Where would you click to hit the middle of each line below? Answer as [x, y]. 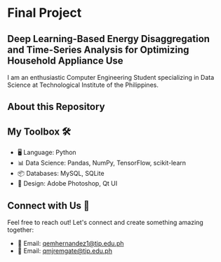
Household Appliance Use [66, 61]
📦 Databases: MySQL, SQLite [61, 174]
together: [20, 230]
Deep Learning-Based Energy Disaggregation [109, 39]
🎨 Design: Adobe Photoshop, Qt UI [67, 184]
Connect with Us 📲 [48, 206]
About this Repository [56, 107]
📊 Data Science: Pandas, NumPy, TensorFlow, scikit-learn [102, 163]
